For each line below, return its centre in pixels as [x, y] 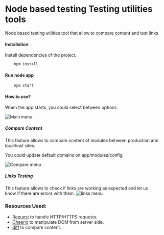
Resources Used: [26, 206]
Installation [17, 44]
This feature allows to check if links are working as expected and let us [77, 188]
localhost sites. [20, 146]
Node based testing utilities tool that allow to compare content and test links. [82, 33]
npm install [26, 64]
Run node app [20, 75]
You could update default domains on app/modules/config [64, 155]
